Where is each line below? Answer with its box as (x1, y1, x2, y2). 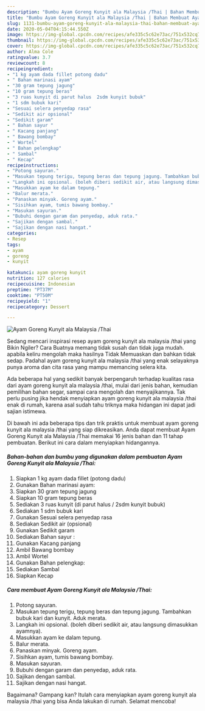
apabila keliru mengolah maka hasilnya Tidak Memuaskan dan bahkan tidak (7, 350, 196, 358)
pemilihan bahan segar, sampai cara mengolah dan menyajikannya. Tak (7, 388, 186, 395)
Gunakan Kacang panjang (15, 540, 81, 547)
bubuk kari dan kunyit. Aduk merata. (15, 615, 107, 622)
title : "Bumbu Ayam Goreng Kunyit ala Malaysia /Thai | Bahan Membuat (7, 15, 190, 21)
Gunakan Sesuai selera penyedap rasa (15, 514, 113, 521)
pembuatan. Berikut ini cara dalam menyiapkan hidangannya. (7, 439, 160, 446)
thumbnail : (7, 37, 35, 43)
